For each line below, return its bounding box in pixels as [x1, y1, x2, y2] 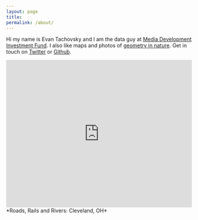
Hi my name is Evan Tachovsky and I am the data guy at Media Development [6, 36, 192, 43]
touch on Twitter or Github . [6, 48, 72, 55]
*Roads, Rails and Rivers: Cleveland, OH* [6, 207, 107, 214]
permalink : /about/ [6, 19, 54, 25]
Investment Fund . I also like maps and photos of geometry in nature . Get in [6, 42, 187, 49]
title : [6, 14, 22, 20]
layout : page [6, 8, 38, 15]
